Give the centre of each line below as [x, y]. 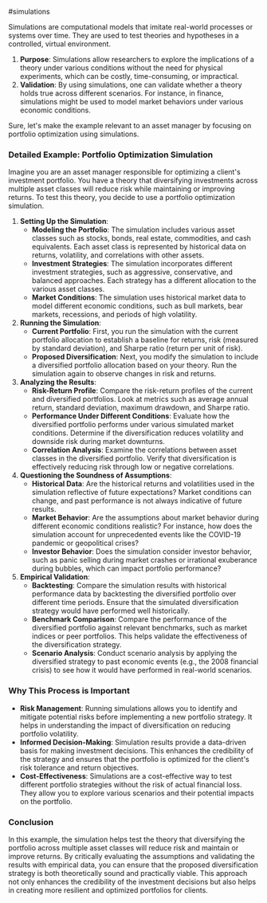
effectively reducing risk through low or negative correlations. [133, 467]
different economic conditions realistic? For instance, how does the [142, 526]
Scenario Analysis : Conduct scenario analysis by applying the [134, 654]
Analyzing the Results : [58, 383]
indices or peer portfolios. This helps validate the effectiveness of [139, 636]
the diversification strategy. [77, 645]
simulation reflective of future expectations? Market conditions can [142, 493]
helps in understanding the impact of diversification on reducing [125, 725]
